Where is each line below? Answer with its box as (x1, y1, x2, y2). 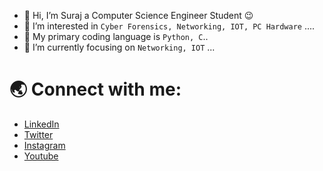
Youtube (23, 150, 59, 162)
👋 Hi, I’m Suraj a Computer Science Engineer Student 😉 (23, 10, 254, 21)
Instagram (23, 139, 66, 151)
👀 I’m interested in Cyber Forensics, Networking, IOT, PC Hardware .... (23, 20, 316, 32)
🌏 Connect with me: (9, 78, 182, 101)
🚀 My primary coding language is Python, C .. (23, 31, 209, 42)
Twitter (23, 128, 54, 140)
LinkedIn (23, 118, 60, 130)
